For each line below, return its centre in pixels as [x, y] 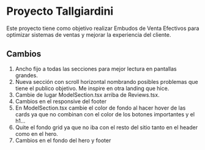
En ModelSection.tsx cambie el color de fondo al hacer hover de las [100, 108]
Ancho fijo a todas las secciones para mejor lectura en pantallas [96, 69]
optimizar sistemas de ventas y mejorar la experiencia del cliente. [89, 34]
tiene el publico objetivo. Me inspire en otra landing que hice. [92, 88]
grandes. [26, 75]
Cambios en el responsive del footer [61, 101]
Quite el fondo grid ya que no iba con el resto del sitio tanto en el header [106, 127]
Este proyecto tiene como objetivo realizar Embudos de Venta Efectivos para [103, 28]
